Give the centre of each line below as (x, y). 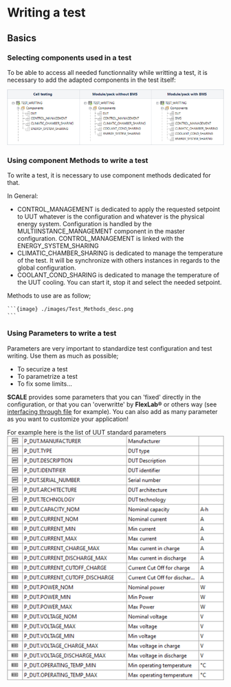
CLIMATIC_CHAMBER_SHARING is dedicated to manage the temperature (120, 253)
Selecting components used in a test (69, 58)
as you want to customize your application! (68, 419)
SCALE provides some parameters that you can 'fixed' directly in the (104, 397)
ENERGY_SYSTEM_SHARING (58, 246)
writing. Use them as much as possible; (63, 356)
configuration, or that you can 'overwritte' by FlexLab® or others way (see (112, 404)
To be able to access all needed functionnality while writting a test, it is (107, 72)
